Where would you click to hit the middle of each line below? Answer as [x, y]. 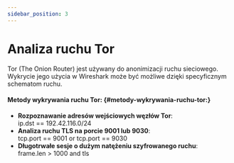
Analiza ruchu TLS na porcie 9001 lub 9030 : [84, 130]
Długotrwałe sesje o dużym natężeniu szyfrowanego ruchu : [107, 145]
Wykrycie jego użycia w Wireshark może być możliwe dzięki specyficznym [117, 76]
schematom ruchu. [35, 84]
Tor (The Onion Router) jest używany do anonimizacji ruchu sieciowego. [113, 69]
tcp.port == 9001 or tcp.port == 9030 [73, 138]
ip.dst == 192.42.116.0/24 [54, 123]
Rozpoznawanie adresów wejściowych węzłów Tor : [95, 116]
